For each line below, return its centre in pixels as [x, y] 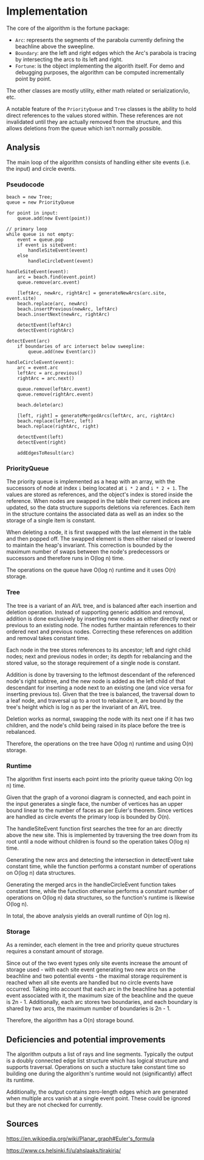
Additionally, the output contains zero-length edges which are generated [97, 1092]
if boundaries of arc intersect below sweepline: [81, 347]
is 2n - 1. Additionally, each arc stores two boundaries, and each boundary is [102, 1002]
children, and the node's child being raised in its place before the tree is [96, 725]
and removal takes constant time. [48, 638]
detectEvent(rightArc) [46, 330]
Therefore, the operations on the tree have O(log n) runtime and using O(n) [100, 743]
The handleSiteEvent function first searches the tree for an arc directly [94, 828]
